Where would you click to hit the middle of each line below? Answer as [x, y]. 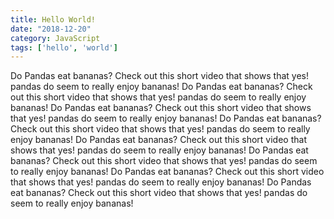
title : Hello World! [53, 19]
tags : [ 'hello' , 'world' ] [64, 47]
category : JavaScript [55, 38]
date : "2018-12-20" [51, 29]
